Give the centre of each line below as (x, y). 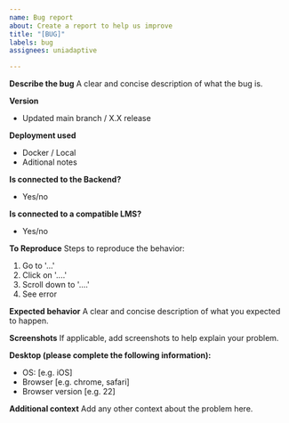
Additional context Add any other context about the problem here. (131, 409)
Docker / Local (49, 153)
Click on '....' (44, 275)
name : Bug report (41, 17)
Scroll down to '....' (56, 285)
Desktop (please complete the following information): (110, 355)
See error (40, 294)
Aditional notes (49, 162)
